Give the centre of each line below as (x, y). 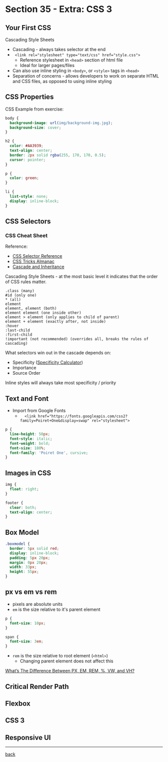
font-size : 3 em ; (26, 641)
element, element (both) (31, 309)
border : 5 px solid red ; (34, 548)
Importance (24, 368)
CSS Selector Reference (37, 256)
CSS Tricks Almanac (33, 262)
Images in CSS (28, 473)
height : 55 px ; (24, 572)
